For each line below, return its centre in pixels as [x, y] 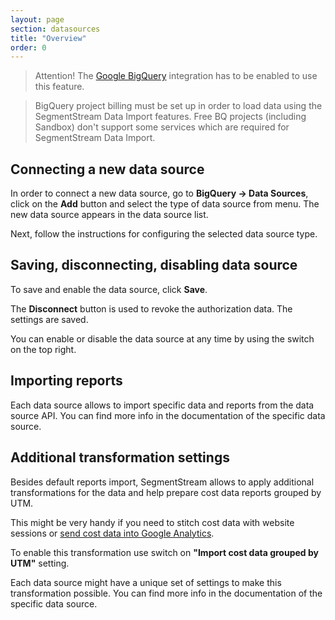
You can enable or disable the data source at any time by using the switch [162, 338]
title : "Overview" [48, 38]
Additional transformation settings [120, 457]
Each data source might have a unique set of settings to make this [146, 582]
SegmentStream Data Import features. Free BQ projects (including [170, 117]
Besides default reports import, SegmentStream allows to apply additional [162, 482]
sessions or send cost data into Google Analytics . [112, 533]
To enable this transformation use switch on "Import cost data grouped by [164, 552]
